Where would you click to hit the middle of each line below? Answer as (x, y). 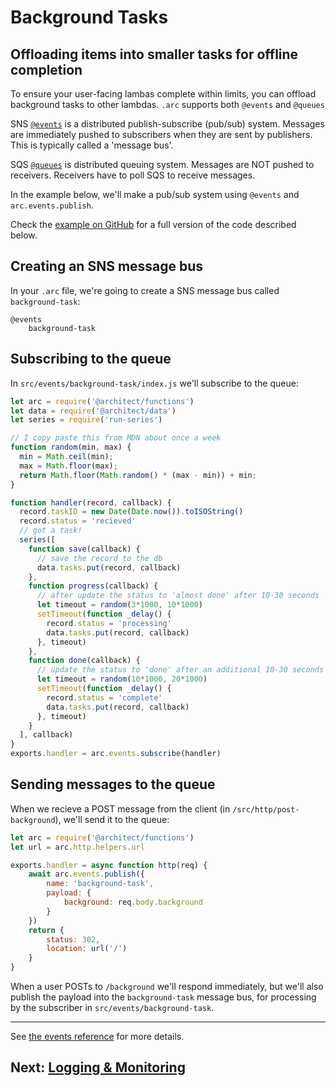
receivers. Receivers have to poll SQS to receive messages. (133, 175)
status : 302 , (73, 939)
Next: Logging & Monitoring (98, 1067)
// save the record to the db (99, 558)
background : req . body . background (133, 902)
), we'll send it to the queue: (112, 819)
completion (46, 69)
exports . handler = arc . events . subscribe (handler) (116, 754)
